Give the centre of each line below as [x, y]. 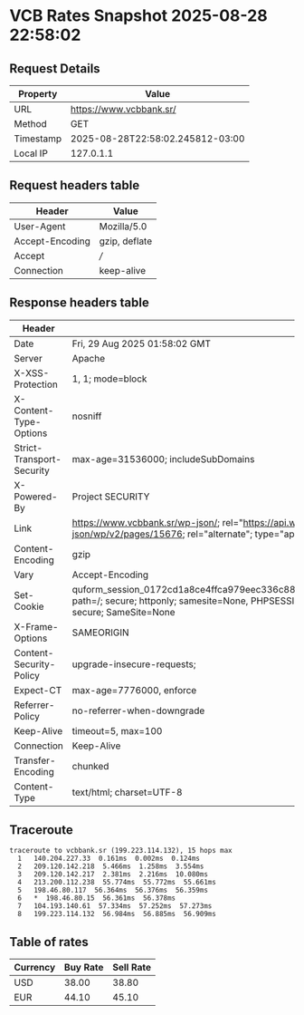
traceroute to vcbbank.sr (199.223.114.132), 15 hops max [121, 851]
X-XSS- [32, 372]
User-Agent [40, 226]
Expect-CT [38, 690]
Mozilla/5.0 [123, 226]
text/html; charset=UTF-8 [127, 792]
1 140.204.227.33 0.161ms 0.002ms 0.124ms [109, 859]
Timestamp [38, 139]
